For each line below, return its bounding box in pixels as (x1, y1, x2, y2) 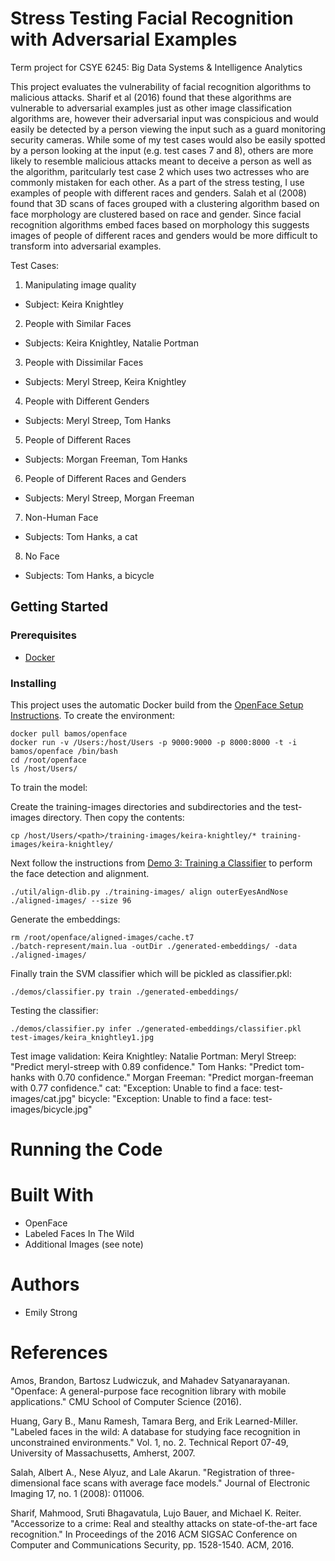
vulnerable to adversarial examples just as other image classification (10, 102, 292, 114)
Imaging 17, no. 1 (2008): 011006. (10, 1487, 145, 1499)
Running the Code (10, 1138, 163, 1161)
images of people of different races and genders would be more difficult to (10, 229, 318, 241)
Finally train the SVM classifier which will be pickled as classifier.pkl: (10, 967, 293, 979)
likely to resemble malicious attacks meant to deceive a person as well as (10, 155, 312, 167)
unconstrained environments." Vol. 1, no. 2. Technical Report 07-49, (10, 1436, 289, 1448)
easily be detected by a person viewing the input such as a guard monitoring (10, 123, 326, 135)
